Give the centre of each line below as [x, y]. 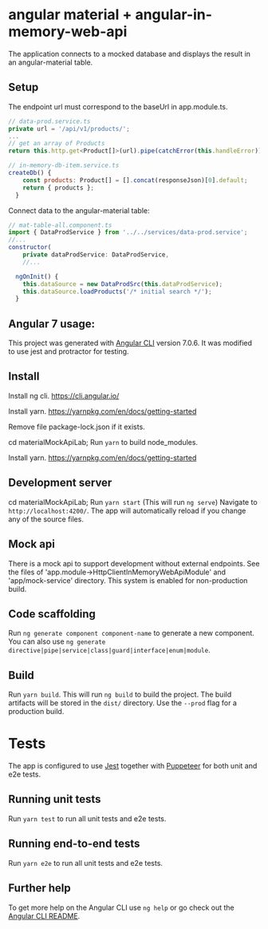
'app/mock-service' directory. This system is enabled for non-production [128, 580]
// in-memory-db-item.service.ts [64, 165]
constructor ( [30, 248]
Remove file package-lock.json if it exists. [77, 427]
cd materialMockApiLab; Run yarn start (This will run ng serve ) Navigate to [133, 502]
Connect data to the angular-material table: [79, 210]
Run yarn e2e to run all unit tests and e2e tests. [86, 863]
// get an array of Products [57, 144]
